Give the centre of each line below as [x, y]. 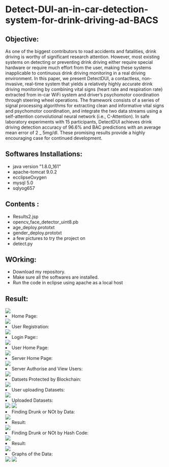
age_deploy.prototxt [34, 227]
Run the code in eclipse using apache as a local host [68, 283]
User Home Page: [30, 348]
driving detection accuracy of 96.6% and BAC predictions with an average [83, 127]
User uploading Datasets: [38, 390]
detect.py [23, 243]
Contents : [22, 204]
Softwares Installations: [44, 154]
